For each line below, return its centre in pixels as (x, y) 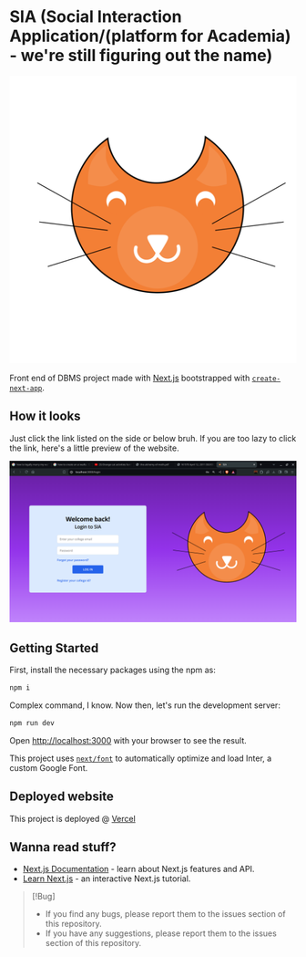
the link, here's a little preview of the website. (94, 448)
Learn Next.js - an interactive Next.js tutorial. (107, 879)
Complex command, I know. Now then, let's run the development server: (145, 705)
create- (266, 379)
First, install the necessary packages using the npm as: (112, 670)
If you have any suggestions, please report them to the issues (161, 933)
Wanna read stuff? (63, 847)
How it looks (45, 416)
